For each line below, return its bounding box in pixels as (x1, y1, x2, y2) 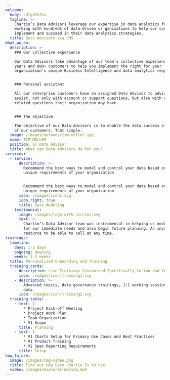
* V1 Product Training (23, 339, 71, 344)
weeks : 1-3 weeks (14, 254, 51, 260)
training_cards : (10, 264, 44, 269)
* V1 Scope (23, 320, 47, 325)
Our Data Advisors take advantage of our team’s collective (14, 59, 144, 64)
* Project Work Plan (23, 311, 67, 316)
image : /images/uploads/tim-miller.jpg (10, 133, 94, 138)
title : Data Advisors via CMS (10, 36, 73, 41)
